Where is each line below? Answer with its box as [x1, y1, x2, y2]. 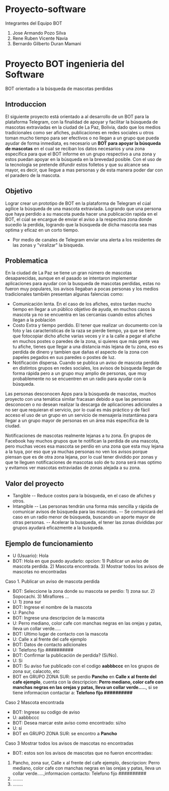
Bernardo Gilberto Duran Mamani [12, 40, 81, 46]
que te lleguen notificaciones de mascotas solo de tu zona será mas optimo [5, 459, 162, 466]
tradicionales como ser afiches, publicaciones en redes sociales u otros [5, 129, 154, 135]
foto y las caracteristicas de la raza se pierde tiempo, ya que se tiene [12, 328, 156, 334]
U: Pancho [12, 609, 34, 616]
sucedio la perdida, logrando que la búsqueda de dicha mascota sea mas [5, 221, 157, 227]
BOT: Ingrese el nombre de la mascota [12, 604, 92, 610]
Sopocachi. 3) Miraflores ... [12, 593, 69, 599]
